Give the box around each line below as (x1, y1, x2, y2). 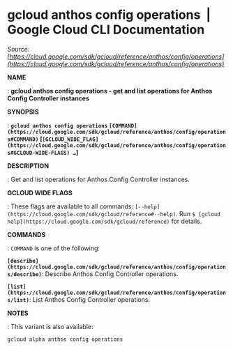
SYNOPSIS (7, 107, 40, 116)
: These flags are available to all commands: (7, 202, 134, 211)
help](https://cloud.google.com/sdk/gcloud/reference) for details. (7, 217, 202, 225)
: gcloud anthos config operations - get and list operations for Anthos (7, 86, 213, 95)
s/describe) (7, 271, 42, 278)
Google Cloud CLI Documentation (7, 22, 205, 38)
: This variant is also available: (7, 322, 93, 330)
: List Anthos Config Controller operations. (29, 295, 151, 303)
